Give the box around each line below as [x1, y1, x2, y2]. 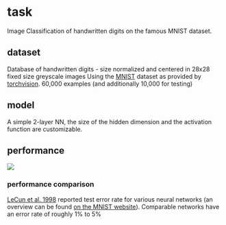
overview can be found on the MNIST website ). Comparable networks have [7, 202, 220, 211]
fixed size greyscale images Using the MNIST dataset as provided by [7, 72, 202, 80]
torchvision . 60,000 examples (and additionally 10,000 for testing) [7, 80, 193, 88]
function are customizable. [7, 125, 83, 133]
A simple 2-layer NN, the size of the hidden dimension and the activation [7, 117, 212, 126]
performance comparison [7, 180, 95, 189]
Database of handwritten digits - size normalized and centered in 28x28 [7, 64, 210, 73]
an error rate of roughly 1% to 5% [7, 210, 101, 218]
